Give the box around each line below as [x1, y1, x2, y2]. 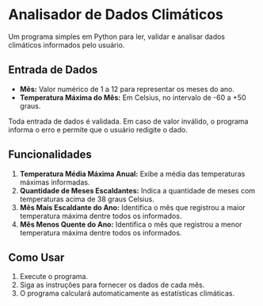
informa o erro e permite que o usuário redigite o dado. [8, 124, 188, 134]
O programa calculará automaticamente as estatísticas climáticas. [19, 289, 235, 298]
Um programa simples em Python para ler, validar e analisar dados [8, 32, 226, 41]
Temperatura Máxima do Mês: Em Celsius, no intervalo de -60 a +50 [19, 93, 246, 102]
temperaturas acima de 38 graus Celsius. [19, 194, 154, 204]
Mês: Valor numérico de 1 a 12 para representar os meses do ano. [19, 84, 235, 94]
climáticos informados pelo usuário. [8, 40, 125, 49]
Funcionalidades [8, 148, 93, 162]
